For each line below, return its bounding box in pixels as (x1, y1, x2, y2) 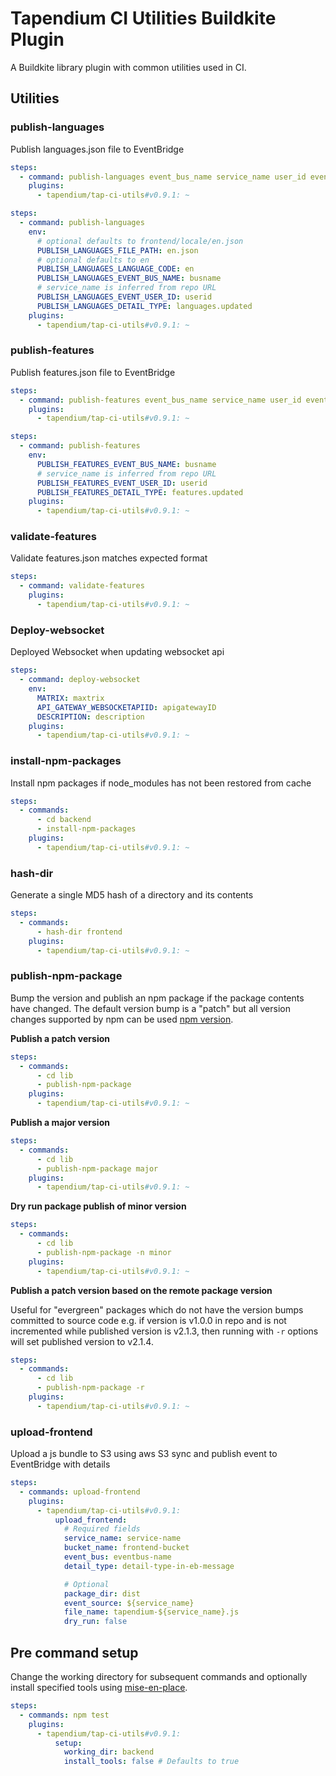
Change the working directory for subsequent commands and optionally (10, 1671, 308, 1683)
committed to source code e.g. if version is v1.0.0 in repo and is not (10, 1314, 287, 1326)
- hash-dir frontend (36, 927, 123, 937)
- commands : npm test (19, 1710, 110, 1720)
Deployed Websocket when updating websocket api (10, 646, 225, 658)
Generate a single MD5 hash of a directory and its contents (10, 889, 254, 901)
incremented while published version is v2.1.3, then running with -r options (10, 1325, 319, 1337)
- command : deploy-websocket (19, 675, 141, 685)
